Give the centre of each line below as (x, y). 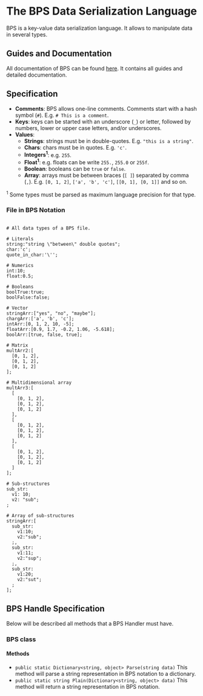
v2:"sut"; (30, 579)
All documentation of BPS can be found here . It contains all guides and (95, 68)
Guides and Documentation (59, 54)
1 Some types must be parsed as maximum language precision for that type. (101, 194)
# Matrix (17, 345)
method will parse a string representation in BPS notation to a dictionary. (105, 673)
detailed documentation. (37, 75)
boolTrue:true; (25, 292)
